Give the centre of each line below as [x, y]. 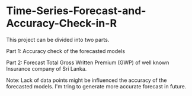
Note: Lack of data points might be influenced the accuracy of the [87, 80]
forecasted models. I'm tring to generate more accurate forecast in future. [96, 86]
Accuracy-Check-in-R [62, 23]
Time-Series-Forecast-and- [76, 11]
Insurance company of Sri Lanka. [47, 68]
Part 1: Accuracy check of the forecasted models [66, 51]
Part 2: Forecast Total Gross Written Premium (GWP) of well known [88, 62]
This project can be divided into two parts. [58, 39]
